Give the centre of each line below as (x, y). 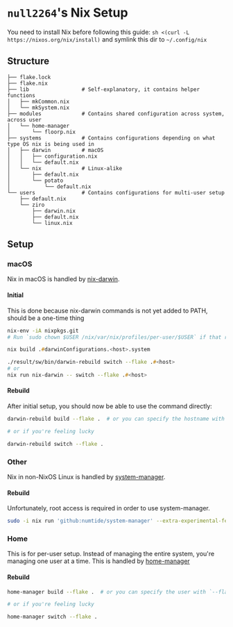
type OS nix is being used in (51, 144)
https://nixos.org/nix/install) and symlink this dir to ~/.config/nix (107, 39)
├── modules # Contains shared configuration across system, (116, 114)
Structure (28, 61)
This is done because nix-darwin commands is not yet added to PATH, (107, 310)
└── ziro (32, 205)
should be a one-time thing (46, 318)
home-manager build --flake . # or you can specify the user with (107, 592)
